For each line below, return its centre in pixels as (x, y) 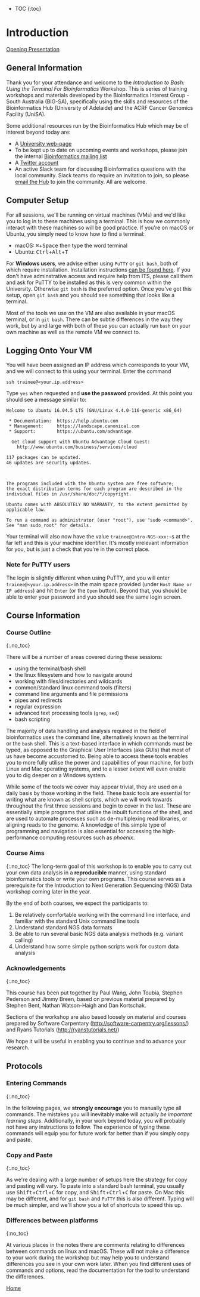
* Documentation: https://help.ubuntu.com (63, 421)
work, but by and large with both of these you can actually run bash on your (99, 325)
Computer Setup (37, 200)
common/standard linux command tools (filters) (73, 688)
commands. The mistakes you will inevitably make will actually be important (99, 1114)
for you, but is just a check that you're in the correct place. (78, 549)
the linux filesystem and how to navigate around (74, 675)
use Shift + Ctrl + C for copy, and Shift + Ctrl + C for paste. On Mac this (95, 1192)
